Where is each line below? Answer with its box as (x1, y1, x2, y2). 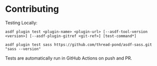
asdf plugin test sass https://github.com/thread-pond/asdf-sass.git (5, 42, 153, 47)
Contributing (5, 3, 59, 15)
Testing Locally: (5, 20, 38, 26)
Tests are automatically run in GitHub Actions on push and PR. (5, 55, 133, 61)
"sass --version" (5, 46, 41, 51)
